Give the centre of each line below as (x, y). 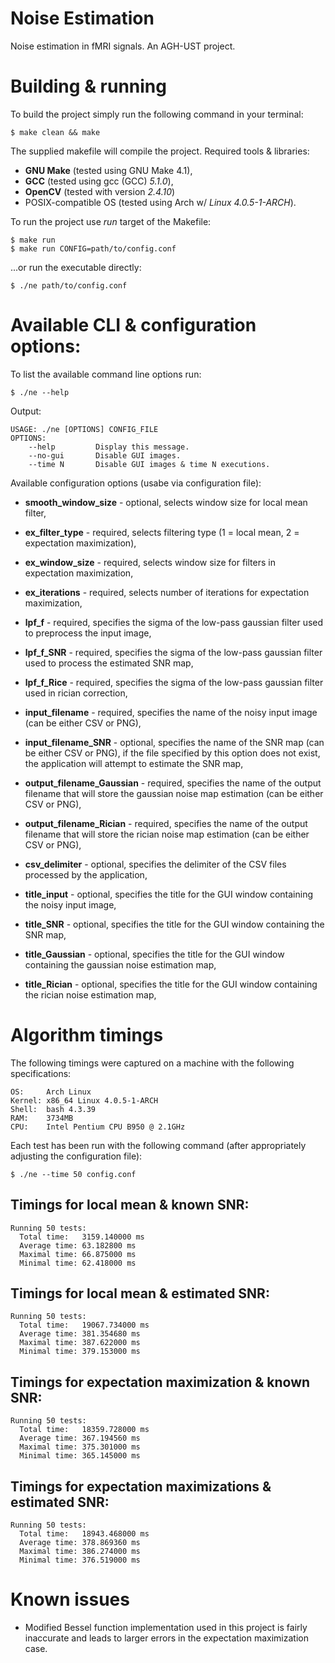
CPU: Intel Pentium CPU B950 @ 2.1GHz (98, 1127)
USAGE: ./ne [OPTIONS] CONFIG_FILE (84, 429)
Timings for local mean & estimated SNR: (140, 1293)
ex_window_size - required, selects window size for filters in (150, 562)
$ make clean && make (55, 132)
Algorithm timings (87, 1035)
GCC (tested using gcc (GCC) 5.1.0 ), (99, 181)
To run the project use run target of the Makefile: (111, 221)
